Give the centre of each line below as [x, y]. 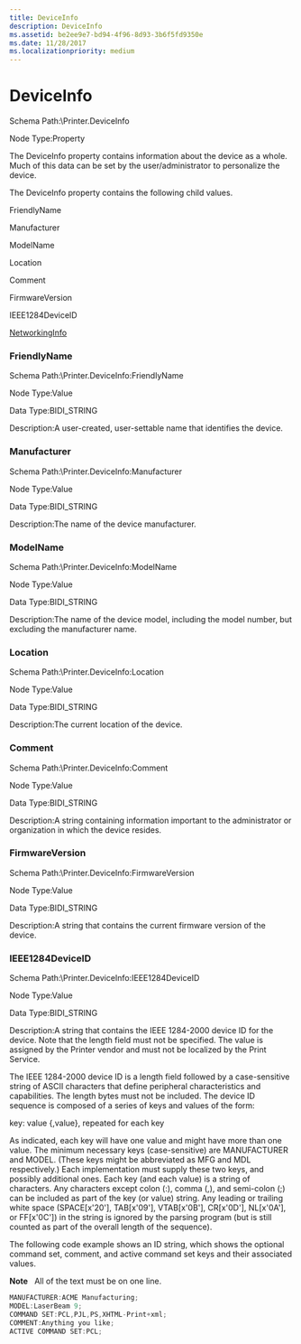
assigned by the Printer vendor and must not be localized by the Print [138, 1050]
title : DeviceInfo [44, 18]
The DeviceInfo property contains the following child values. [121, 193]
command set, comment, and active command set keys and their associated [151, 1254]
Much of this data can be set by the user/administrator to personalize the [145, 166]
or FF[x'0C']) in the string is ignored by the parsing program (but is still [141, 1218]
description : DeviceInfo [56, 26]
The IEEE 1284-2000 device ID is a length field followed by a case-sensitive [150, 1077]
